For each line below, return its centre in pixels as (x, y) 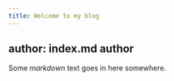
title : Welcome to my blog (54, 16)
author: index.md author (71, 49)
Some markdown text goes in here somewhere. (87, 68)
